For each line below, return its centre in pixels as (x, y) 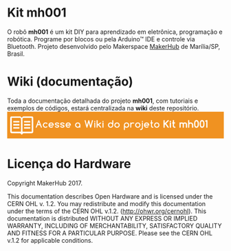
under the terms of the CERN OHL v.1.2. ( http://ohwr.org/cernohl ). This (107, 211)
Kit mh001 (37, 13)
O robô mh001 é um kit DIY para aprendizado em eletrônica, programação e (115, 32)
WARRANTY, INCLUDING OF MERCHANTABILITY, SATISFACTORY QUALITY (114, 225)
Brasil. (16, 54)
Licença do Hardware (69, 164)
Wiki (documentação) (70, 82)
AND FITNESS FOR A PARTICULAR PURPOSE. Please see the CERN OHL (110, 233)
